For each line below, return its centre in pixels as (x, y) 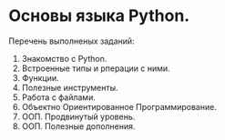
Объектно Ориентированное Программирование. (119, 106)
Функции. (41, 77)
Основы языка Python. (99, 16)
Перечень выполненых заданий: (72, 41)
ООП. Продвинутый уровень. (78, 116)
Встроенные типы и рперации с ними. (96, 68)
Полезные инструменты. (70, 87)
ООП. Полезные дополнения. (78, 126)
